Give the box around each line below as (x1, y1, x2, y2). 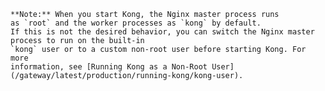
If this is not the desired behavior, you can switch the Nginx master (10, 27, 315, 37)
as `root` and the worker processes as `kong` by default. (10, 18, 262, 28)
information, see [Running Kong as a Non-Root (10, 62, 208, 72)
